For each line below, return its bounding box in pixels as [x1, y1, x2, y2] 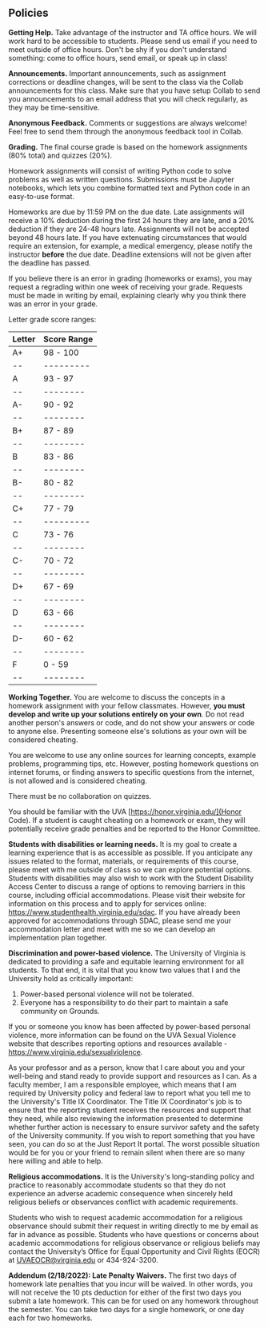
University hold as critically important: [8, 973, 134, 983]
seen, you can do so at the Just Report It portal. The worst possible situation [8, 1139, 260, 1148]
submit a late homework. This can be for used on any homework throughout [8, 1295, 258, 1306]
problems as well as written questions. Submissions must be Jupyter [8, 174, 234, 184]
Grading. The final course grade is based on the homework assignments [8, 142, 248, 151]
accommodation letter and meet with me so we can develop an [8, 924, 216, 934]
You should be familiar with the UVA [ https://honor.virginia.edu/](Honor [8, 807, 242, 816]
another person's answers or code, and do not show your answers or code [8, 717, 255, 727]
